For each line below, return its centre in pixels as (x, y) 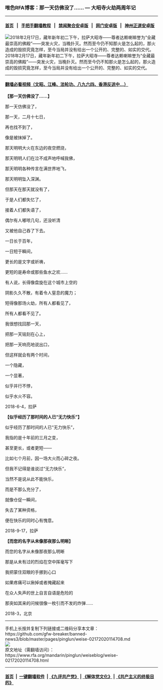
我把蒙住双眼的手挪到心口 (31, 572)
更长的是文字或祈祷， (26, 261)
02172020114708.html (27, 660)
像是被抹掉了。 (20, 137)
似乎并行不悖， (20, 386)
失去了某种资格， (22, 510)
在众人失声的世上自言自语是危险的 (39, 593)
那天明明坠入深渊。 (24, 179)
